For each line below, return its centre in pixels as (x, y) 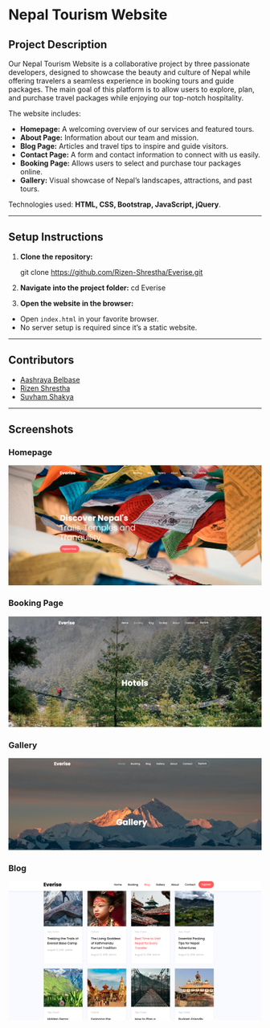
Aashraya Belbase (50, 379)
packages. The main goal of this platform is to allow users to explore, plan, (131, 89)
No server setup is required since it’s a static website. (108, 327)
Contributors (41, 360)
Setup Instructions (56, 238)
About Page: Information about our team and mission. (109, 137)
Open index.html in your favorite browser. (89, 318)
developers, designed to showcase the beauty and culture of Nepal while (129, 72)
